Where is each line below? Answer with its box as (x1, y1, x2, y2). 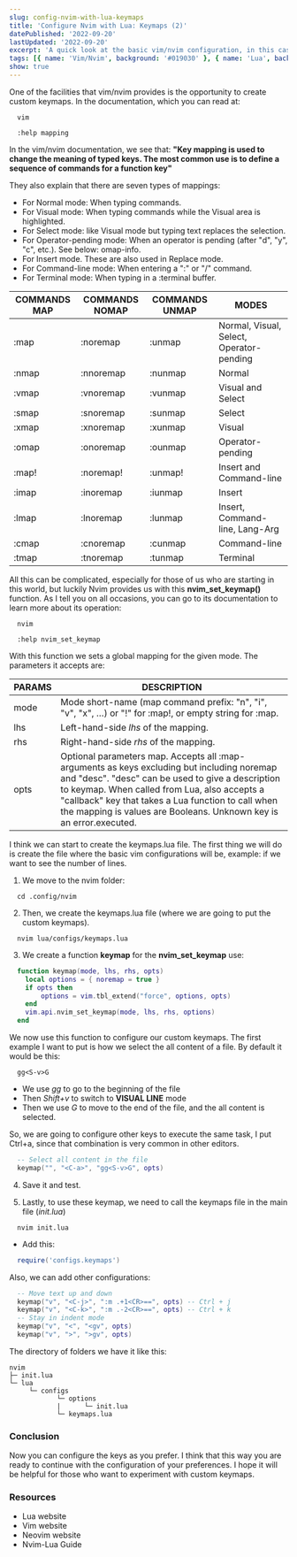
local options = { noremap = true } (25, 975, 161, 984)
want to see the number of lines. (9, 857, 127, 868)
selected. (21, 1112, 57, 1122)
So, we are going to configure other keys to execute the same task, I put (9, 1129, 272, 1139)
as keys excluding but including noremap (107, 761, 278, 773)
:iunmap (149, 486, 184, 498)
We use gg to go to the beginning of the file (21, 1084, 181, 1093)
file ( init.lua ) (21, 1206, 66, 1216)
